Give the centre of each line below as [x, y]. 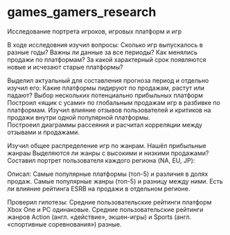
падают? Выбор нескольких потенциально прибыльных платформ [105, 95]
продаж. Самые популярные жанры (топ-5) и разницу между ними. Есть [115, 181]
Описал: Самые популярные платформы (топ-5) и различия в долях [108, 174]
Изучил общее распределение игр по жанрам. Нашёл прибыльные [107, 145]
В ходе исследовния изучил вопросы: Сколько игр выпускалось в [105, 44]
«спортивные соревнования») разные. [65, 224]
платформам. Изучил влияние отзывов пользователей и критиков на [109, 110]
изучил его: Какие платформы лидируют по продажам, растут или [106, 88]
